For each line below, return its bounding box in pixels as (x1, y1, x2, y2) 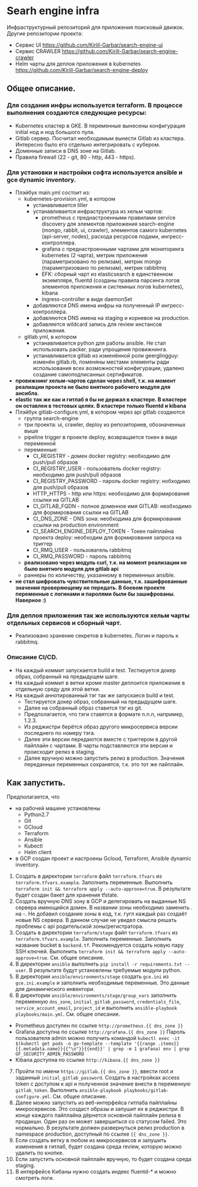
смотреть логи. (15, 1175, 55, 1182)
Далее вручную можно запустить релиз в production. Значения (24, 754, 185, 761)
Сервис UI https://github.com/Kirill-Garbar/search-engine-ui (15, 41, 163, 48)
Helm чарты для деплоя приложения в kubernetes (15, 60, 141, 67)
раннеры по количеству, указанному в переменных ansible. (24, 571, 176, 578)
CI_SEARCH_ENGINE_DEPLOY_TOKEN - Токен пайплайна (32, 527, 174, 535)
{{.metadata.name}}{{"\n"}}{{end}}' (15, 1046, 105, 1052)
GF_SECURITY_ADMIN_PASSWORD (15, 1051, 84, 1057)
